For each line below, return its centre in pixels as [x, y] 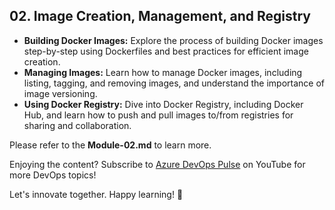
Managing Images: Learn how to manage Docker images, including [163, 72]
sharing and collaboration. [77, 125]
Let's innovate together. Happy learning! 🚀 [96, 194]
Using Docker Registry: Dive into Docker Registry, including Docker [163, 104]
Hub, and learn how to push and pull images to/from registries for [158, 115]
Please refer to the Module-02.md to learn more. [110, 145]
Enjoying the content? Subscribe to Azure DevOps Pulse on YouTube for [157, 164]
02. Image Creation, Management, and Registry [160, 16]
